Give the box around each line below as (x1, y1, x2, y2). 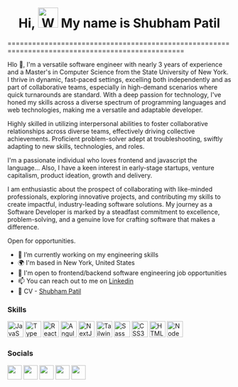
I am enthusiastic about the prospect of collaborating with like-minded (7, 185, 213, 193)
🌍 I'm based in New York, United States (17, 258, 135, 267)
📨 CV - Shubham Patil (17, 287, 82, 295)
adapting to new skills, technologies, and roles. (7, 142, 145, 150)
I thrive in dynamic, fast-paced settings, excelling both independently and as (7, 75, 232, 83)
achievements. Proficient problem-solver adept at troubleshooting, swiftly (7, 134, 223, 143)
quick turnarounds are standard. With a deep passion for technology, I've (7, 90, 222, 99)
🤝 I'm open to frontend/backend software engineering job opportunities (17, 268, 227, 277)
